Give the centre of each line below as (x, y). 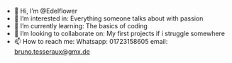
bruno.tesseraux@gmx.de (52, 52)
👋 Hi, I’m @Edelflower (46, 11)
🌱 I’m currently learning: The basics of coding (81, 26)
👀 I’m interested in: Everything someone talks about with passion (109, 18)
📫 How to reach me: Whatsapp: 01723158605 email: (91, 41)
